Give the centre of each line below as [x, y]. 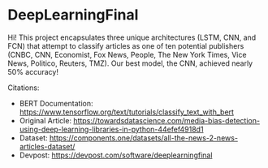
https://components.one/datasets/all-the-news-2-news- [144, 138]
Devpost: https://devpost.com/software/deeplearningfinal [116, 155]
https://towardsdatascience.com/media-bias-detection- [167, 120]
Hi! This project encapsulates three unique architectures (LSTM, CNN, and [132, 37]
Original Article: [45, 120]
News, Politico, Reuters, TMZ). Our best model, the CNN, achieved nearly [130, 63]
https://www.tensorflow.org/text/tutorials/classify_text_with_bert [127, 112]
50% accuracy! [33, 71]
